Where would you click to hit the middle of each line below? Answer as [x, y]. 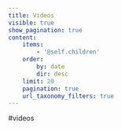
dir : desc [52, 74]
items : [33, 45]
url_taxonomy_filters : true [68, 96]
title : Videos [31, 15]
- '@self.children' [68, 52]
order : [33, 60]
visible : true [31, 23]
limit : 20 [39, 81]
